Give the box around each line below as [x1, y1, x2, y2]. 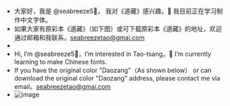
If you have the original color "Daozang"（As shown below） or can [13, 66, 212, 74]
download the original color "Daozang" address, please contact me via [13, 74, 221, 82]
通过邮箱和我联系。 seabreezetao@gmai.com [13, 33, 145, 42]
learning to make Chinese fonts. [13, 58, 108, 66]
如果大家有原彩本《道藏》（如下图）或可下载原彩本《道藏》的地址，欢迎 [13, 25, 222, 33]
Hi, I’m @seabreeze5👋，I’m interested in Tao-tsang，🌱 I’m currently [13, 49, 212, 58]
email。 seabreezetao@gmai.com [13, 83, 111, 90]
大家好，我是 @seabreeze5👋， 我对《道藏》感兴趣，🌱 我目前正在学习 [13, 7, 217, 15]
